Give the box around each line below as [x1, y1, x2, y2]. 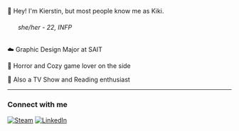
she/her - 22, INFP [17, 23, 73, 31]
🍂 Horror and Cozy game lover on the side [7, 62, 132, 70]
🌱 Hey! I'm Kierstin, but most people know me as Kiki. [7, 7, 164, 15]
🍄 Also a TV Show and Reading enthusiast [7, 75, 130, 84]
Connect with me [7, 100, 68, 110]
